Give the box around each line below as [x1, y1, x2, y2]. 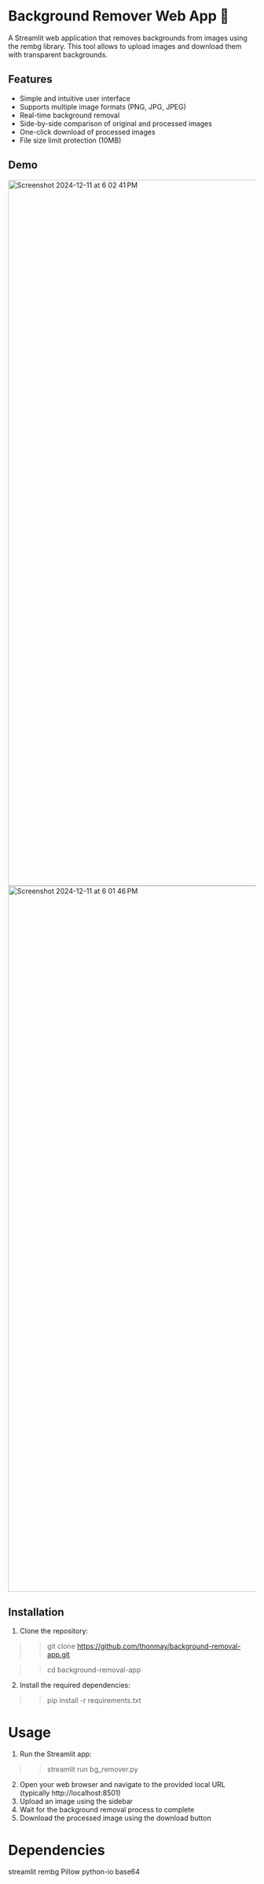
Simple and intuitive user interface [19, 94, 131, 103]
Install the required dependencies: [19, 1681, 131, 1690]
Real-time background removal [19, 110, 120, 120]
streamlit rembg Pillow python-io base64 [8, 1867, 140, 1877]
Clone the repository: [19, 1626, 89, 1636]
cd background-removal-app [46, 1665, 141, 1674]
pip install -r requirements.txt [46, 1696, 141, 1705]
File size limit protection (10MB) [19, 135, 122, 145]
